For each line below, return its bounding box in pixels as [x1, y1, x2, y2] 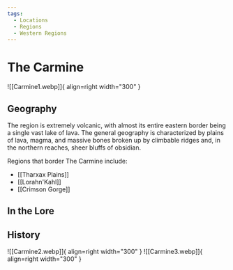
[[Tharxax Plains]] [17, 170, 70, 178]
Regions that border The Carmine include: [7, 157, 128, 165]
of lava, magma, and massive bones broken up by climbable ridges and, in [7, 136, 221, 144]
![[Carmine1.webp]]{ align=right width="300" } [7, 83, 141, 91]
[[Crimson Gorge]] [17, 185, 70, 193]
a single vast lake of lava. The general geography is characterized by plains [7, 129, 225, 136]
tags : [7, 10, 23, 17]
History [7, 229, 40, 241]
